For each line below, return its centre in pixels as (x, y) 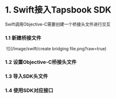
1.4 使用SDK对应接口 (29, 91)
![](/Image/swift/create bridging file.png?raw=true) (56, 49)
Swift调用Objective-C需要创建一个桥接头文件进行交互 (58, 24)
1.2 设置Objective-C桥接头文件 (41, 62)
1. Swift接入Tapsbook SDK (58, 10)
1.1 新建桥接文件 (23, 38)
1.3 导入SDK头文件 (26, 76)
